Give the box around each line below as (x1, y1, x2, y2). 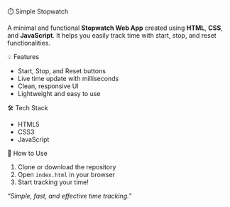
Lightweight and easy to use (17, 90, 101, 97)
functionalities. (7, 39, 51, 47)
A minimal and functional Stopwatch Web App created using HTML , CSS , (7, 23, 224, 32)
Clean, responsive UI (17, 82, 80, 90)
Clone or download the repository (17, 163, 116, 171)
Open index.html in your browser (17, 171, 116, 179)
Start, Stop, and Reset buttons (17, 67, 106, 75)
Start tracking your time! (17, 178, 89, 186)
